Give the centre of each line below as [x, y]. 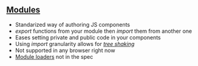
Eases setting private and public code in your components [88, 37]
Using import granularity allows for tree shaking [75, 44]
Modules [23, 10]
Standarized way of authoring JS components [73, 24]
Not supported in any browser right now [65, 50]
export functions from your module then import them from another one [104, 31]
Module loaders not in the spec [54, 56]
